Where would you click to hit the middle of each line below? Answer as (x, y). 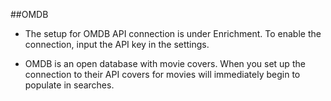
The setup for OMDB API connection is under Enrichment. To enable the (173, 33)
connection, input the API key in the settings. (117, 44)
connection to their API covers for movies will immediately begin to (162, 74)
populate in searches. (69, 85)
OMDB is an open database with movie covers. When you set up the (165, 63)
